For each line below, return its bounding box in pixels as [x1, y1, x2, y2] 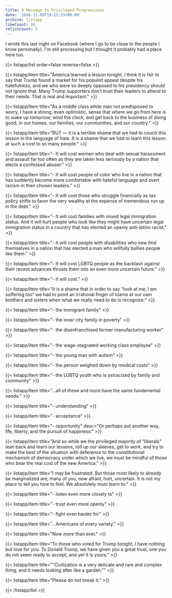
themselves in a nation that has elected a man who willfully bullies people [5, 245, 161, 251]
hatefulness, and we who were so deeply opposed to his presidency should [5, 83, 165, 89]
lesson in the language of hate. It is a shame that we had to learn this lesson [5, 135, 166, 141]
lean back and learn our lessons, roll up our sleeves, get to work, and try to [5, 444, 164, 450]
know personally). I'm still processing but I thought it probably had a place [5, 46, 162, 52]
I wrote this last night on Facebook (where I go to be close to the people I [5, 41, 160, 47]
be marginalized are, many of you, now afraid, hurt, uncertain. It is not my [5, 476, 161, 482]
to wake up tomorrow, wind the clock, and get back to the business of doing [5, 114, 166, 121]
